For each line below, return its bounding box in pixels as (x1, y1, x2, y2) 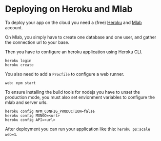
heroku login (5, 58, 32, 63)
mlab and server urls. (5, 99, 48, 105)
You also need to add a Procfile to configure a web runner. (5, 71, 124, 77)
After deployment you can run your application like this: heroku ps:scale (5, 126, 150, 132)
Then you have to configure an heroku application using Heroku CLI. (5, 49, 142, 55)
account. (5, 24, 23, 30)
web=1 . (5, 131, 18, 137)
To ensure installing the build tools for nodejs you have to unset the (5, 89, 140, 95)
